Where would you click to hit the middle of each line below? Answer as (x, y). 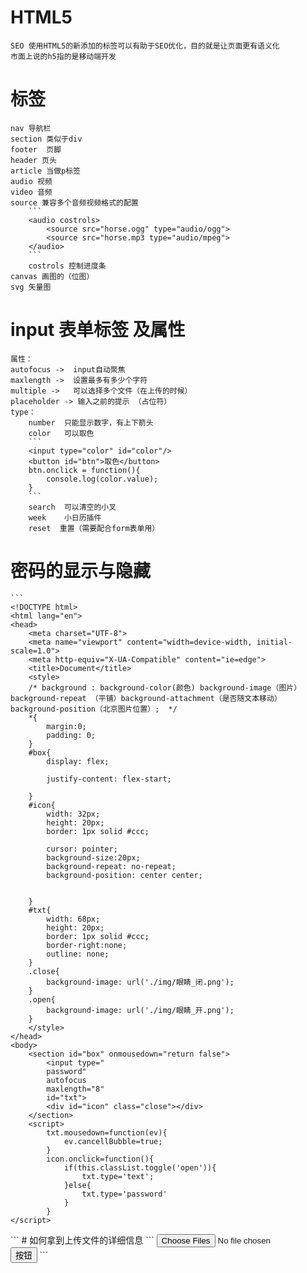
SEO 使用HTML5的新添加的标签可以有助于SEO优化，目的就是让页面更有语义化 (145, 46)
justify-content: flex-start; (109, 779)
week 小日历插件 (65, 517)
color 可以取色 (61, 433)
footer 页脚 (36, 149)
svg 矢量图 (31, 287)
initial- (274, 642)
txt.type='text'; (118, 1176)
